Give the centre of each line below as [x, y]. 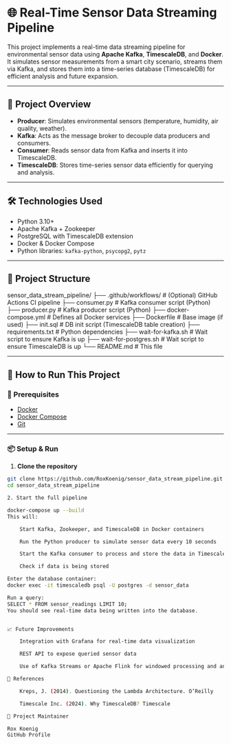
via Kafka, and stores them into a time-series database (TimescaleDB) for [111, 69]
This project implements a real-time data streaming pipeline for [96, 47]
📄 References [26, 679]
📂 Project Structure [49, 278]
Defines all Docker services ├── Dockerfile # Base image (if [138, 317]
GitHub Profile [29, 735]
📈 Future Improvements [41, 629]
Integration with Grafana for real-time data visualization [107, 642]
